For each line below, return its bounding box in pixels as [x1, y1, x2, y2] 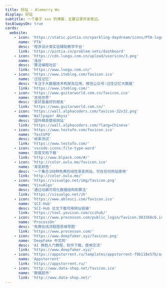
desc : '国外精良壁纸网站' [18, 118, 66, 123]
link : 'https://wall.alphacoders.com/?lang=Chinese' [18, 123, 130, 128]
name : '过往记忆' [18, 76, 51, 81]
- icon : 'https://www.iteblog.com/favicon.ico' [14, 72, 114, 77]
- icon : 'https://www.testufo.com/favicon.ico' [14, 127, 114, 132]
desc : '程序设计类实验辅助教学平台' [18, 44, 84, 49]
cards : [5, 26, 19, 31]
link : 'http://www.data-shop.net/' [18, 275, 92, 280]
